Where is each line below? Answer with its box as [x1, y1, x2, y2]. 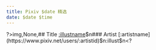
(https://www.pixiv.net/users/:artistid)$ [6, 37, 103, 44]
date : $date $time [6, 14, 53, 20]
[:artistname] [118, 30, 151, 37]
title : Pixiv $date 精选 [6, 8, 67, 15]
